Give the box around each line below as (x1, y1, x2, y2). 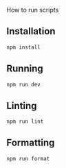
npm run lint (6, 118, 44, 125)
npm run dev (6, 81, 41, 88)
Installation (6, 25, 56, 37)
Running (6, 63, 44, 75)
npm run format (6, 155, 50, 162)
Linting (6, 99, 37, 112)
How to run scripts (6, 6, 59, 14)
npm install (6, 44, 41, 51)
